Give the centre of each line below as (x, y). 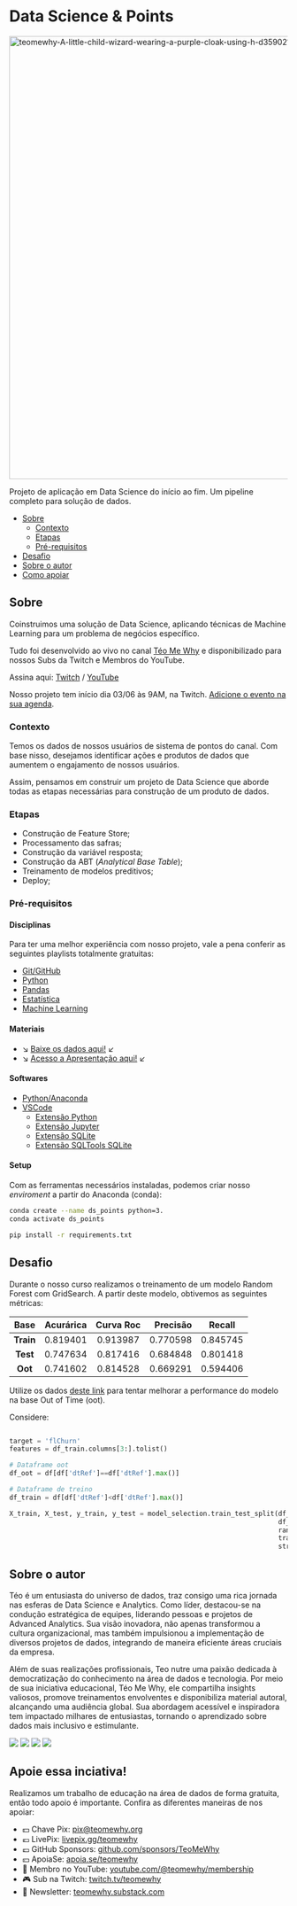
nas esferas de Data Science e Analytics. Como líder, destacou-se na (135, 1605)
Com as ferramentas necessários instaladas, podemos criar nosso (129, 1186)
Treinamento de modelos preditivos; (88, 871)
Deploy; (36, 881)
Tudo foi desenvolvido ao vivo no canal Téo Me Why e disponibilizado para (145, 650)
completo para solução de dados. (70, 501)
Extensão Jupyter (67, 1126)
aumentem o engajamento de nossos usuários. (94, 765)
